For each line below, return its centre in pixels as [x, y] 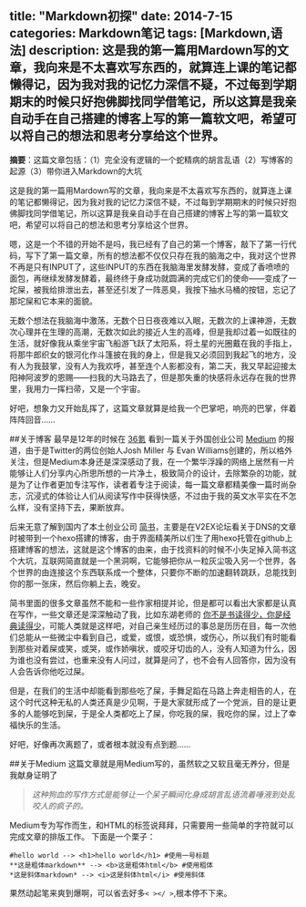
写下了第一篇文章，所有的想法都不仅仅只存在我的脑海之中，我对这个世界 [161, 255]
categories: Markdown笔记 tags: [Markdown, [140, 33]
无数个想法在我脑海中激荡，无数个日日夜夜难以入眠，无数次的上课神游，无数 [153, 320]
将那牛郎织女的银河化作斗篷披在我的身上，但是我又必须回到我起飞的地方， [149, 355]
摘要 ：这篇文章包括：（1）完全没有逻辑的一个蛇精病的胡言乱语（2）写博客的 [151, 160]
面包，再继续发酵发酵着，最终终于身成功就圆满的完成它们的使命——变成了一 [153, 278]
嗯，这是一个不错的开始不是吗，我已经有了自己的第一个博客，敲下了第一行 [149, 243]
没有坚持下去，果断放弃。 [81, 507]
